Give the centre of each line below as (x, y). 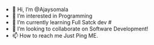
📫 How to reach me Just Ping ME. (55, 36)
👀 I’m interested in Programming (52, 16)
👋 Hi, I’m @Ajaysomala (40, 9)
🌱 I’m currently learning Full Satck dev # (62, 22)
